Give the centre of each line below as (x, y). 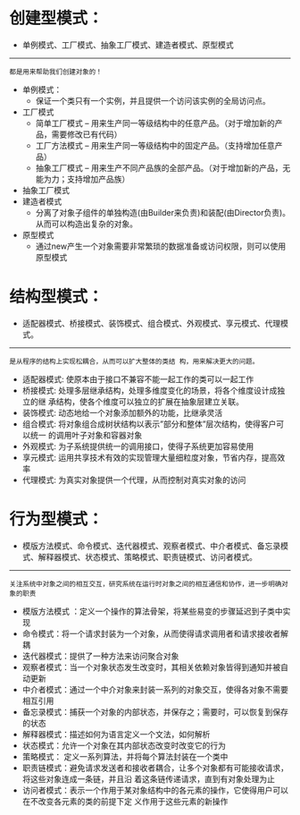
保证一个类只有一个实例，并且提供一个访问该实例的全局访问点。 (153, 100)
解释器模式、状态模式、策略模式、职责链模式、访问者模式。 (147, 556)
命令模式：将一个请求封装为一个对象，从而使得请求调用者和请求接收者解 (155, 633)
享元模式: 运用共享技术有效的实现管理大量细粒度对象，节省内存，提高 (150, 457)
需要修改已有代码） (87, 134)
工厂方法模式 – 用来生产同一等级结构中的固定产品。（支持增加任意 (155, 145)
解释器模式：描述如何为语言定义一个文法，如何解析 (116, 734)
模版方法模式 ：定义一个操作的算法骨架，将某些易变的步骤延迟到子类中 (152, 611)
